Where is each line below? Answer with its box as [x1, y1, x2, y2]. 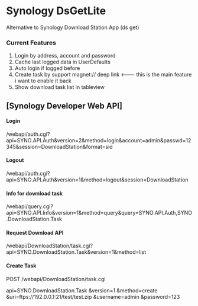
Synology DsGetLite [6, 4, 106, 18]
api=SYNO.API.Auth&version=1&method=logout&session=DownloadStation [6, 176, 189, 183]
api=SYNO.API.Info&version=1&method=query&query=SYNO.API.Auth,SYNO [6, 209, 192, 216]
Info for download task [6, 190, 63, 197]
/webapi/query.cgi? [6, 203, 53, 210]
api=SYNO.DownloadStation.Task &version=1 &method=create [6, 286, 158, 294]
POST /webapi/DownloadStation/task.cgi [6, 275, 106, 282]
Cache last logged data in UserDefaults [14, 58, 111, 66]
